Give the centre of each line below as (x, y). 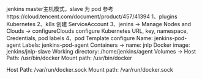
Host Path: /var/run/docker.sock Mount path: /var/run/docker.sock (90, 70)
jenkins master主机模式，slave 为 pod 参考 (60, 9)
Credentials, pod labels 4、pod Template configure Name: (80, 38)
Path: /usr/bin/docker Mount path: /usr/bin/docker (69, 58)
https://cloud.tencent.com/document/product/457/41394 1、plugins (92, 16)
